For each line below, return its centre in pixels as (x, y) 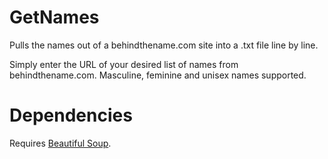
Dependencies (71, 115)
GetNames (54, 17)
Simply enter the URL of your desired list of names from (124, 64)
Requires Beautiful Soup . (60, 143)
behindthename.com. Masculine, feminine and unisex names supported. (158, 75)
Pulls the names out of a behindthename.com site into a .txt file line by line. (164, 45)
